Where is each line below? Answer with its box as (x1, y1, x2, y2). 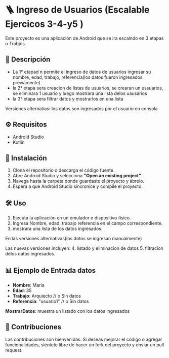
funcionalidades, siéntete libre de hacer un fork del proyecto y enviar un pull (5, 341, 164, 348)
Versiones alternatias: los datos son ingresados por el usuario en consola (5, 105, 158, 112)
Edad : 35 (12, 287, 32, 294)
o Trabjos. (5, 40, 26, 46)
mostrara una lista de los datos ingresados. (12, 225, 103, 232)
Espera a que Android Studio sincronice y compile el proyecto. (12, 183, 143, 189)
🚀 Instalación (5, 153, 47, 162)
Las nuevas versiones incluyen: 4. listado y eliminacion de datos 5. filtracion (5, 245, 163, 251)
